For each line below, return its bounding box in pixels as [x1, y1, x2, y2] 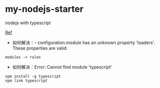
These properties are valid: [12, 45, 68, 51]
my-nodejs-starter [5, 3, 83, 15]
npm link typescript [5, 78, 48, 83]
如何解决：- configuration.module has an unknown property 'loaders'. [12, 40, 156, 45]
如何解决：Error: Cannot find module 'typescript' [12, 64, 112, 70]
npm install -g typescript [5, 74, 61, 79]
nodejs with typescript [5, 20, 51, 26]
